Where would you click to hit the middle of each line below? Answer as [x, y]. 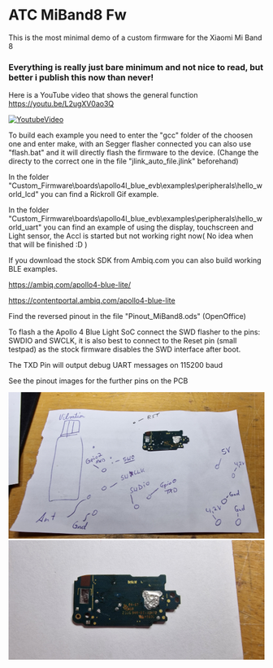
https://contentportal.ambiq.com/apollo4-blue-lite [92, 301]
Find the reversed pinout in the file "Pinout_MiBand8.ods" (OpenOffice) [127, 317]
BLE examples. [33, 269]
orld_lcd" [24, 194]
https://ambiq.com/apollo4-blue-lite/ [70, 285]
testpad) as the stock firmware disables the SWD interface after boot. [125, 349]
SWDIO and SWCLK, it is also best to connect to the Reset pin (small [123, 341]
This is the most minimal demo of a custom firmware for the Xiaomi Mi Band [135, 37]
